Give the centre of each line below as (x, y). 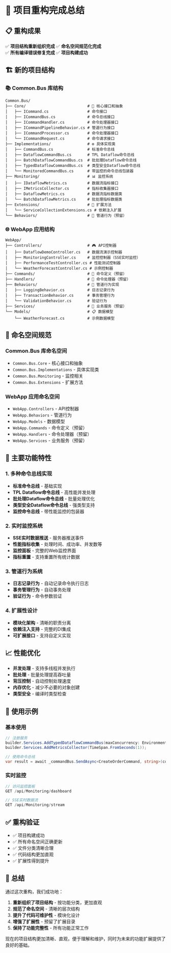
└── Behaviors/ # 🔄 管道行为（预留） (66, 215)
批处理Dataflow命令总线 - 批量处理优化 (54, 498)
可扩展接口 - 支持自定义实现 (42, 635)
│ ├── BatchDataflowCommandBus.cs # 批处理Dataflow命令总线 (71, 160)
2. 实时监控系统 (24, 526)
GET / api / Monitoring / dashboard (38, 791)
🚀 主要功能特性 (28, 458)
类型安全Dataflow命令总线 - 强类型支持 (54, 505)
